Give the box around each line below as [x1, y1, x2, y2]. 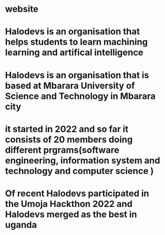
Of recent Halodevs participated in [5, 188, 149, 199]
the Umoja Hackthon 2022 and [5, 198, 133, 209]
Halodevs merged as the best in [5, 208, 137, 220]
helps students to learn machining [5, 36, 148, 48]
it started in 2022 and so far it [5, 123, 129, 134]
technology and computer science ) [5, 165, 154, 176]
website [5, 3, 38, 15]
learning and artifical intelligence [5, 47, 144, 58]
